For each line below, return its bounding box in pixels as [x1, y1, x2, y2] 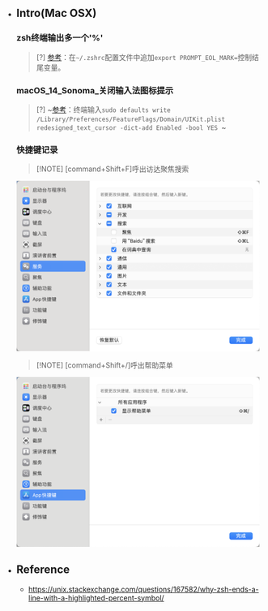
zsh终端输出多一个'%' [15, 32, 104, 44]
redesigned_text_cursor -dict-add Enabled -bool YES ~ [36, 122, 227, 132]
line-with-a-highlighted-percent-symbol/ [28, 592, 164, 603]
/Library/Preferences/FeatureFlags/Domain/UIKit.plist [36, 115, 225, 123]
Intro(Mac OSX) [15, 6, 97, 20]
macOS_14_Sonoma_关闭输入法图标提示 [15, 84, 174, 96]
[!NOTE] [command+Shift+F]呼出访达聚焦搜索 [36, 164, 189, 174]
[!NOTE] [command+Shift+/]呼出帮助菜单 [36, 360, 173, 370]
